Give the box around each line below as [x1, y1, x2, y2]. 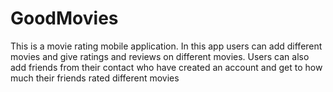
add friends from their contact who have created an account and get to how [10, 61, 323, 73]
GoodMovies [10, 7, 119, 30]
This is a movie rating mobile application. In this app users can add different [10, 40, 323, 52]
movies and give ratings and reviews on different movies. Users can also [10, 50, 310, 62]
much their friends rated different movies [10, 72, 180, 84]
